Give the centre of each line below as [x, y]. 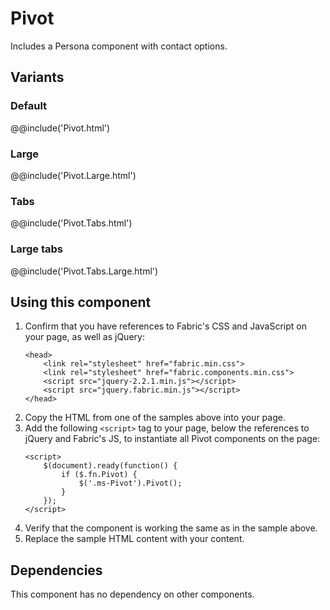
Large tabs [37, 249]
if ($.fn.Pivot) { [99, 475]
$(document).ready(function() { [110, 466]
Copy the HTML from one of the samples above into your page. [155, 418]
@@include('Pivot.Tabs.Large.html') [84, 271]
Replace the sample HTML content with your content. [134, 539]
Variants [37, 77]
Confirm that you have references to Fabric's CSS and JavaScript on [165, 326]
